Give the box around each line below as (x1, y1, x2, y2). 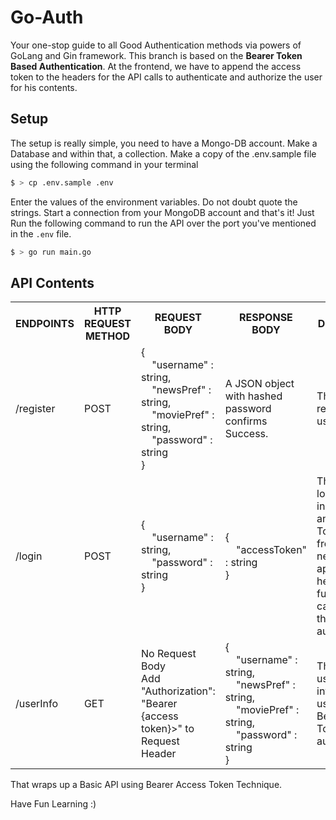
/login (15, 549, 43, 563)
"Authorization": (141, 684, 216, 698)
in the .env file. (10, 227, 72, 240)
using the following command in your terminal (10, 158, 199, 170)
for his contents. (10, 81, 78, 93)
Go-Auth (10, 6, 84, 29)
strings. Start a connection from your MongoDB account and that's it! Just (10, 206, 315, 218)
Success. (224, 427, 269, 441)
